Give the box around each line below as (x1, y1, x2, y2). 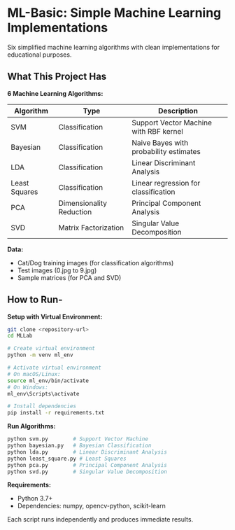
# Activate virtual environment (7, 364, 101, 372)
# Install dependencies (7, 403, 77, 410)
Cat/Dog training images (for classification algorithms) (17, 258, 174, 267)
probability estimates (131, 146, 201, 156)
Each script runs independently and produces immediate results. (7, 515, 194, 524)
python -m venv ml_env (7, 351, 73, 358)
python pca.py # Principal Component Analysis (7, 461, 168, 468)
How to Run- (7, 294, 63, 306)
